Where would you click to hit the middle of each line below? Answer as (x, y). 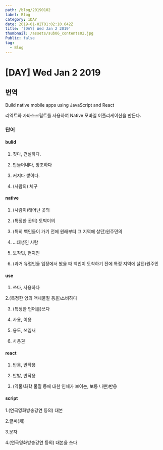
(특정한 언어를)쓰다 (31, 309)
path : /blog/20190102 (28, 10)
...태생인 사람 (25, 242)
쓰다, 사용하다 (26, 287)
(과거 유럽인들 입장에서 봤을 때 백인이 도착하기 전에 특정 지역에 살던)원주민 (86, 263)
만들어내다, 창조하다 (32, 164)
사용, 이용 (22, 320)
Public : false (20, 38)
